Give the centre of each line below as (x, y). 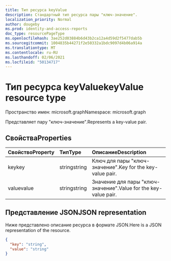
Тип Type (70, 152)
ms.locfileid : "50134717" (33, 62)
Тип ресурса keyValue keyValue (75, 87)
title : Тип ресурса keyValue (36, 10)
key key (16, 167)
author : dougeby (22, 24)
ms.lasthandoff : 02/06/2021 (35, 57)
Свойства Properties (39, 138)
